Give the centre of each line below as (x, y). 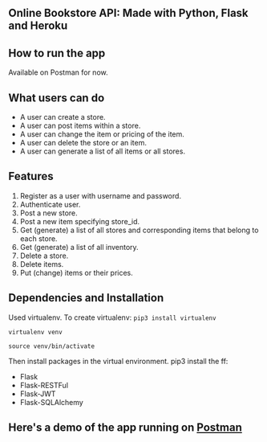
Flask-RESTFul (44, 385)
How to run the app (57, 53)
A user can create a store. (63, 117)
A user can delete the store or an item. (83, 143)
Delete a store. (44, 256)
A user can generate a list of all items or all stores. (103, 151)
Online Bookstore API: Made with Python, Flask (128, 13)
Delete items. (42, 264)
